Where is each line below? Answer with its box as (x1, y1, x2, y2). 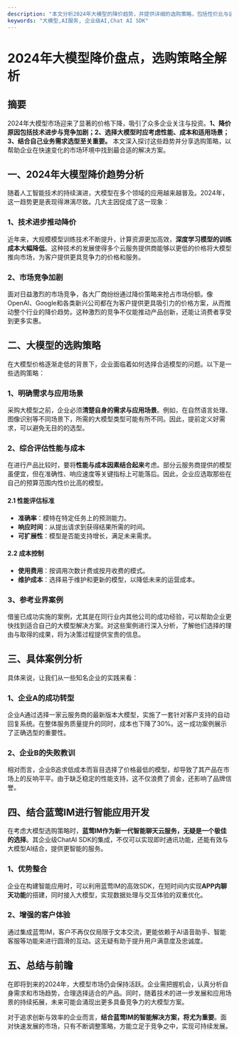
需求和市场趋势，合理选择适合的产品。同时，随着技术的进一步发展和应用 (13, 988, 225, 997)
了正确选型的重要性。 (7, 729, 70, 737)
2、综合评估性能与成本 (7, 443, 85, 453)
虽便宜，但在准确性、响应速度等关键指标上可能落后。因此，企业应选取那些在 (7, 470, 232, 478)
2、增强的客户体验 (7, 910, 71, 920)
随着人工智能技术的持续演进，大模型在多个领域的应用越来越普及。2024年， (7, 188, 229, 197)
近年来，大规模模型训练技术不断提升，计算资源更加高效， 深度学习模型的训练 (7, 235, 232, 243)
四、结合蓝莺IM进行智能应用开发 (7, 806, 150, 818)
